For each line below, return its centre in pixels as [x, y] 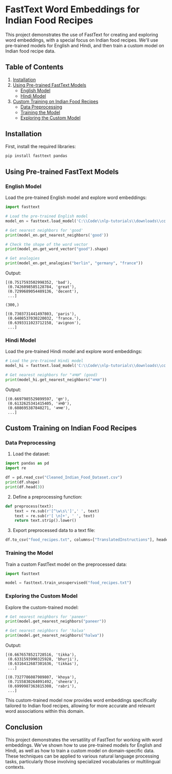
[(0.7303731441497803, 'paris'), [41, 314]
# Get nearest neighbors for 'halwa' [46, 631]
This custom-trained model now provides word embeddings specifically [81, 701]
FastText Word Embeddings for [72, 10]
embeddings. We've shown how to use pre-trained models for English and [83, 745]
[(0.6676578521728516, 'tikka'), [41, 655]
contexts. [15, 767]
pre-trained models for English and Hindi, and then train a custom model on [85, 45]
